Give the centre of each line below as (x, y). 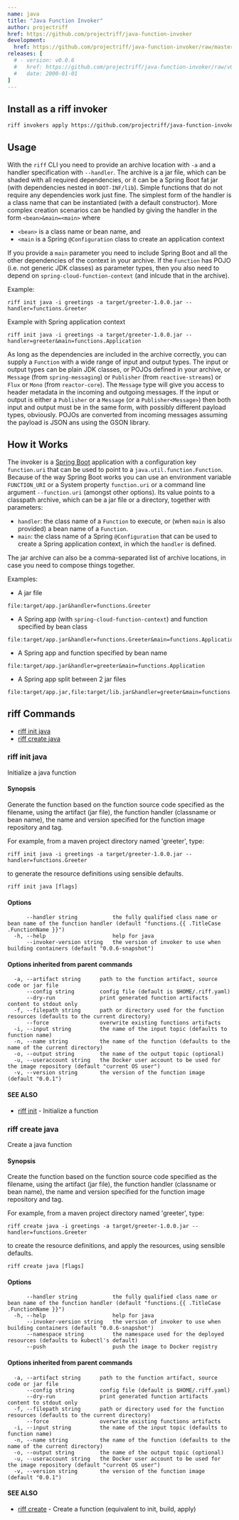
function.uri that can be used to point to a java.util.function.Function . (115, 469)
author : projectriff (38, 27)
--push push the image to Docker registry (122, 1347)
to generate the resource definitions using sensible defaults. (95, 874)
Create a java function (40, 1144)
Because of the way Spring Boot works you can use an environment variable (119, 477)
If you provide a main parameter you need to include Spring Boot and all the (118, 253)
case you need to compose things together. (71, 565)
